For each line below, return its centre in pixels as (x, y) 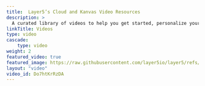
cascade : (17, 40)
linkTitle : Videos (30, 29)
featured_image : (27, 62)
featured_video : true (34, 57)
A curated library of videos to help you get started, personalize (99, 23)
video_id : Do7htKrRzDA (35, 74)
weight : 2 (19, 51)
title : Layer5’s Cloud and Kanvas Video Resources (73, 12)
